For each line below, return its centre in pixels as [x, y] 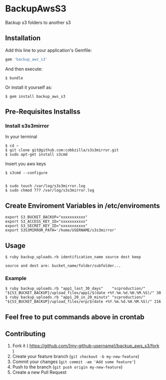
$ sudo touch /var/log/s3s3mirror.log [45, 186]
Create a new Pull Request [40, 373]
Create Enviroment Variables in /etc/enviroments [83, 206]
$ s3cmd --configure [27, 173]
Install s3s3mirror [27, 126]
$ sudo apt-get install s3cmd [37, 155]
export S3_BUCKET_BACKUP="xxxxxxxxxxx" [46, 217]
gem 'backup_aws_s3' [27, 59]
